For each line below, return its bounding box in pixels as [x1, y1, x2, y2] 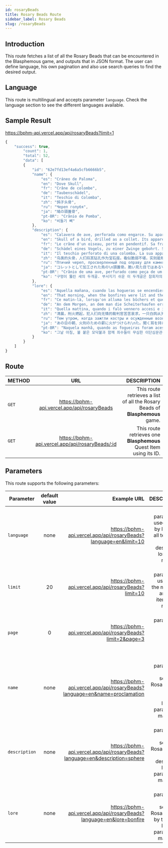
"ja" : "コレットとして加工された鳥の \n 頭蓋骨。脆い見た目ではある [40, 265, 161, 270]
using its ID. [132, 450, 160, 457]
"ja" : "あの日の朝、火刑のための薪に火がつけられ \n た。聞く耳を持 [40, 320, 162, 325]
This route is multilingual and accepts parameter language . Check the [5, 96, 147, 102]
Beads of [139, 404, 160, 411]
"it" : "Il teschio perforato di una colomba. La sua [40, 251, 153, 256]
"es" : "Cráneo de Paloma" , [40, 176, 97, 181]
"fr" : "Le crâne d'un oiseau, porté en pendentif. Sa [40, 241, 155, 246]
